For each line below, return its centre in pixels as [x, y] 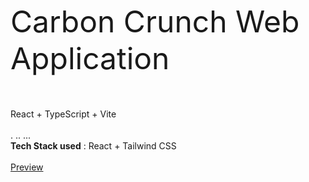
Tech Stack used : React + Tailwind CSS [93, 146]
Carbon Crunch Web [155, 21]
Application [90, 58]
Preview [27, 167]
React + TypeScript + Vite [63, 114]
